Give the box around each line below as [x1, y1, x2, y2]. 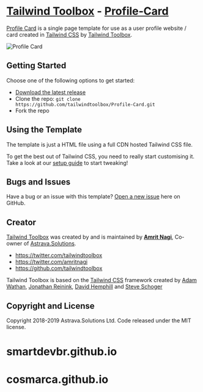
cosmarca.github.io [6, 372, 109, 387]
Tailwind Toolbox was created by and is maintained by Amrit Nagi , [6, 233, 174, 241]
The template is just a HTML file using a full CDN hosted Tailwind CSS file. [6, 140, 193, 148]
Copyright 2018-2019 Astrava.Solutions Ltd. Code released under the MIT [6, 317, 191, 324]
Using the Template [6, 125, 83, 135]
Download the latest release [15, 89, 86, 96]
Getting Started [6, 60, 67, 71]
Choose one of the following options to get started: [6, 76, 135, 84]
